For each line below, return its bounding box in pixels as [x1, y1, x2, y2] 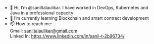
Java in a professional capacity [9, 10, 74, 16]
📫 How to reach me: [9, 21, 52, 27]
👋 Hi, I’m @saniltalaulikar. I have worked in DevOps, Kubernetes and [9, 5, 149, 10]
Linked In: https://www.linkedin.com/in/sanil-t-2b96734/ [9, 33, 125, 39]
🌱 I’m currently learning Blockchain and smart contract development [9, 15, 149, 21]
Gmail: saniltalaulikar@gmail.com [9, 28, 78, 34]
